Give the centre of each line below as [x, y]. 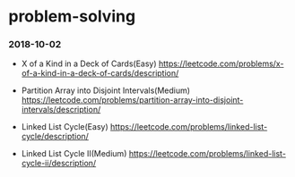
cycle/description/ [55, 137]
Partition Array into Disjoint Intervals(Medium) [105, 90]
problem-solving [72, 17]
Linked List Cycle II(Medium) [74, 154]
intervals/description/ [61, 110]
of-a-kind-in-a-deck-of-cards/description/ [100, 73]
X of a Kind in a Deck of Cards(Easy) [89, 63]
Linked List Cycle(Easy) [65, 127]
